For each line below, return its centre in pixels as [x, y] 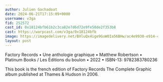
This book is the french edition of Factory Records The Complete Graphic [78, 69]
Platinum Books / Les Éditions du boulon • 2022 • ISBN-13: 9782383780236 [81, 60]
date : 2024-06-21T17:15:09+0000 [38, 14]
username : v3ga [20, 18]
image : [12, 37]
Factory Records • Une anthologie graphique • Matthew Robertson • [73, 55]
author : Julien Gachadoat [31, 9]
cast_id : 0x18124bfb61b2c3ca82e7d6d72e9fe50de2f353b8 [61, 27]
